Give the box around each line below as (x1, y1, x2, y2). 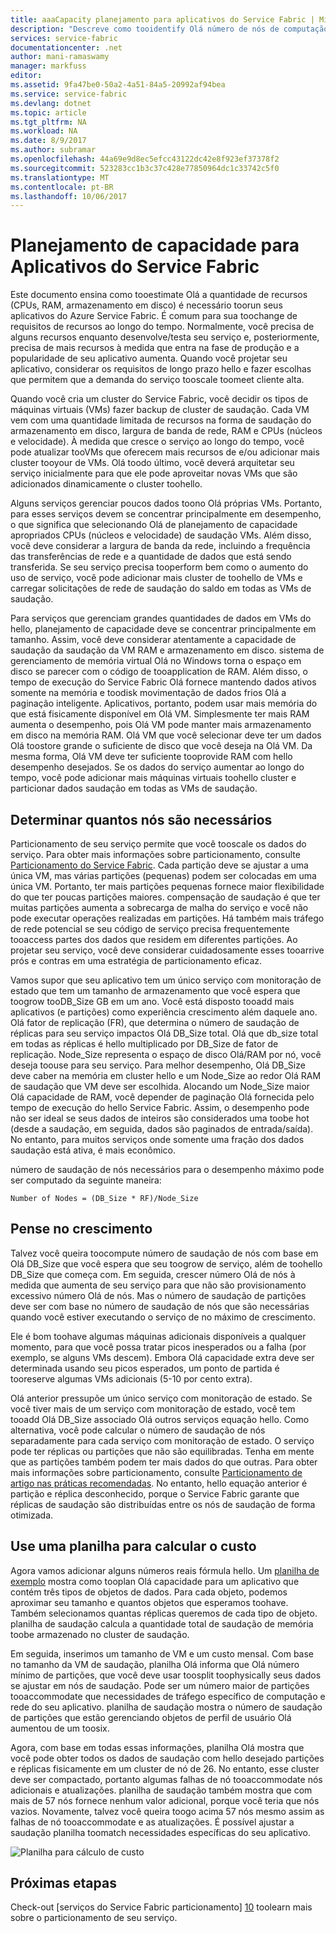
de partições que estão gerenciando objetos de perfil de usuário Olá (10, 1711, 292, 1723)
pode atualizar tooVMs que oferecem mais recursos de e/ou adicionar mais (10, 446, 320, 458)
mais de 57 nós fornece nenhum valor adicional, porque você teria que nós (10, 1794, 320, 1806)
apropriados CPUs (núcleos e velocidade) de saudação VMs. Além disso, (10, 529, 312, 541)
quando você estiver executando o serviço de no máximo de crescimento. (10, 1311, 316, 1323)
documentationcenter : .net (10, 42, 123, 53)
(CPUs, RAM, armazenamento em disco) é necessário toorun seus (10, 299, 283, 311)
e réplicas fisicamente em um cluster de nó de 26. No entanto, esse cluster (10, 1762, 320, 1775)
